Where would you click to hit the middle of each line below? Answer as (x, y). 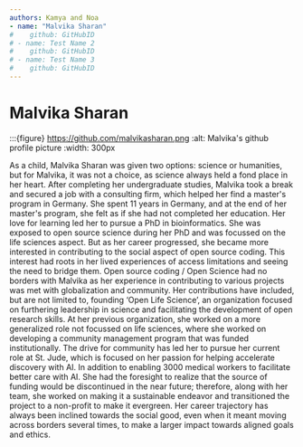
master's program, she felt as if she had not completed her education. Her (147, 213)
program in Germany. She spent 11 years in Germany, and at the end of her (148, 204)
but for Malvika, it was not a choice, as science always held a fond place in (148, 175)
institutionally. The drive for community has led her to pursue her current (145, 347)
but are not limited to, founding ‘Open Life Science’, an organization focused (151, 300)
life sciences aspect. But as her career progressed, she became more (139, 242)
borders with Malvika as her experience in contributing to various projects (147, 281)
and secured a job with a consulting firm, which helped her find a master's (148, 194)
